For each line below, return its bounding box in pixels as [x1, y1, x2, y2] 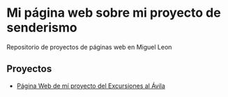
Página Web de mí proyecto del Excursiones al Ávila [16, 82, 165, 90]
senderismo [6, 20, 77, 36]
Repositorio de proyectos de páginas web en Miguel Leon [6, 43, 172, 51]
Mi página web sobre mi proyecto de [6, 5, 221, 21]
